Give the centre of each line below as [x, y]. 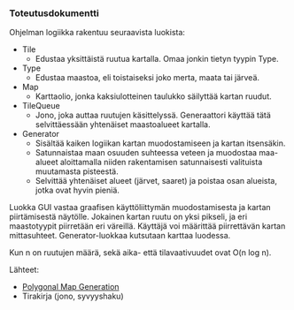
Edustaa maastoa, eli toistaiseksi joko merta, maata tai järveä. [147, 78]
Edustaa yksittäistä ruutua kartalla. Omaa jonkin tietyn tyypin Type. [157, 59]
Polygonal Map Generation [70, 287]
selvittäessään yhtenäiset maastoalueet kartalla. [123, 125]
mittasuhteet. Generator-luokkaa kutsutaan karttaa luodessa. [120, 236]
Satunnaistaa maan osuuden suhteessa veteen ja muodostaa [146, 153]
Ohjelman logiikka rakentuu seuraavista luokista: [97, 33]
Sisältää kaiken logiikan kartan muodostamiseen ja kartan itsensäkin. [160, 143]
